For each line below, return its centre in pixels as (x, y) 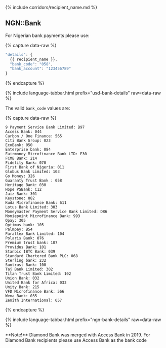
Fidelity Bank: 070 (26, 163)
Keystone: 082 (20, 198)
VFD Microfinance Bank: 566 (35, 292)
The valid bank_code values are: (38, 108)
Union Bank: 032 (22, 279)
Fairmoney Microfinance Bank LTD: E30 (46, 154)
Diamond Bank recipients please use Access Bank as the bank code (76, 340)
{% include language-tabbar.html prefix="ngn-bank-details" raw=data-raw (83, 320)
